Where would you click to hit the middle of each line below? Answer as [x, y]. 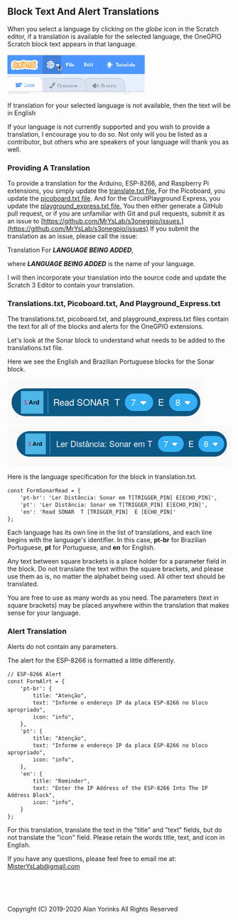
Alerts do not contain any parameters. [63, 647]
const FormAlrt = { [36, 682]
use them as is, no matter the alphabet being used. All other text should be [117, 576]
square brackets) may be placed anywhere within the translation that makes [118, 605]
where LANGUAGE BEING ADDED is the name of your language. [101, 264]
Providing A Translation [49, 168]
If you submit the [175, 229]
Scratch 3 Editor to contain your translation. [71, 285]
